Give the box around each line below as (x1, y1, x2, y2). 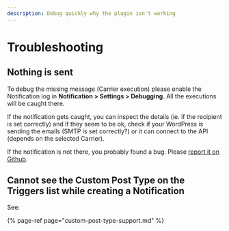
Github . (7, 154, 28, 163)
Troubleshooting (7, 39, 104, 55)
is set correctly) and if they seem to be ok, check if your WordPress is (7, 120, 204, 128)
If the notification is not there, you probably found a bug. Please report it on (7, 148, 220, 156)
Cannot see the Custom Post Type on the (7, 175, 185, 187)
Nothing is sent (7, 66, 74, 79)
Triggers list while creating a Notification (7, 185, 185, 197)
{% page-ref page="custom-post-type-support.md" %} (7, 217, 165, 225)
